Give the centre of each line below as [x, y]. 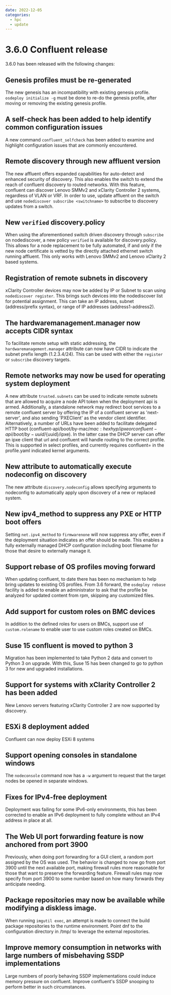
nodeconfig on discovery [46, 475]
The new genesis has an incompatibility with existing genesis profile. [78, 92]
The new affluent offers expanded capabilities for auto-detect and [75, 174]
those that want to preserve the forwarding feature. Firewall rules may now [84, 873]
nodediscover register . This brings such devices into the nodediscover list [84, 296]
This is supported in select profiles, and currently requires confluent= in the [85, 445]
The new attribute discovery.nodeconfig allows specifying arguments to [81, 487]
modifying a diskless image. [51, 908]
